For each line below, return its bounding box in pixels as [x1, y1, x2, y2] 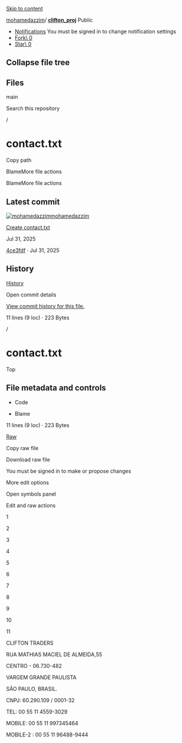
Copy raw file [6, 444, 39, 451]
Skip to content [6, 5, 43, 12]
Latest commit [6, 196, 60, 206]
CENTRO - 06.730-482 [6, 662, 62, 669]
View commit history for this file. [6, 302, 85, 309]
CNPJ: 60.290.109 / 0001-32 [6, 696, 75, 703]
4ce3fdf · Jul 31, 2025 [6, 247, 60, 254]
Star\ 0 [14, 41, 32, 47]
